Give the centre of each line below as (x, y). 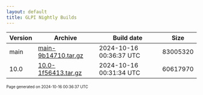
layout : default (27, 12)
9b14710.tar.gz (61, 55)
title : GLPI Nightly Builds (42, 17)
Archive (66, 38)
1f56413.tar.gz (60, 73)
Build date (128, 38)
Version (21, 38)
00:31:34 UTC (120, 73)
